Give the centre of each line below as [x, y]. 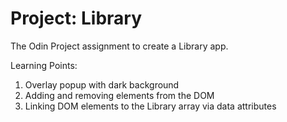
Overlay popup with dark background [102, 84]
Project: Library [76, 18]
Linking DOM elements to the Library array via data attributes [150, 106]
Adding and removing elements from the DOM [119, 95]
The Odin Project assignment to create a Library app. [119, 46]
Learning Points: [44, 65]
